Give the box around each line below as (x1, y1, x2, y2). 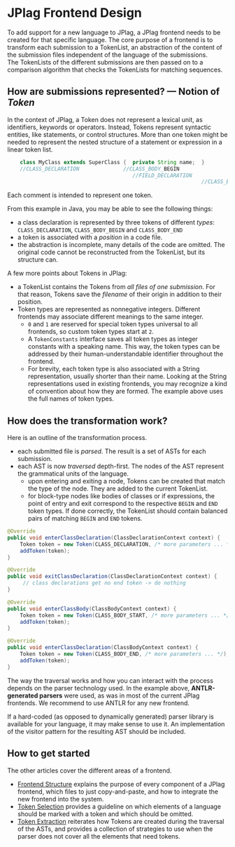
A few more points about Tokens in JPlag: (7, 269, 127, 278)
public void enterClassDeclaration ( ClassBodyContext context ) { (7, 644, 199, 651)
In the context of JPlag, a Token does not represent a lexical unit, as (7, 115, 203, 124)
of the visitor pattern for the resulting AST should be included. (7, 727, 186, 735)
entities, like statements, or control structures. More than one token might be (7, 130, 228, 138)
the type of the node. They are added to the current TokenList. (27, 484, 208, 493)
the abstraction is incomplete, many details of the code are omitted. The (17, 241, 225, 249)
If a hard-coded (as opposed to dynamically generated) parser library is (7, 712, 215, 721)
